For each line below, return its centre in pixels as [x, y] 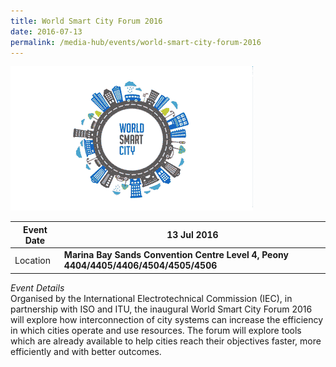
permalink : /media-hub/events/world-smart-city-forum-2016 [136, 42]
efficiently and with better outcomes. [86, 351]
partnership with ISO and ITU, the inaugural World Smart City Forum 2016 [161, 309]
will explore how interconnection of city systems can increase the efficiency [167, 319]
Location [32, 260]
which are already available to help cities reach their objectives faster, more [166, 341]
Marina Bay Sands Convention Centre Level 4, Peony [176, 255]
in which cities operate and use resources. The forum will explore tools [156, 330]
